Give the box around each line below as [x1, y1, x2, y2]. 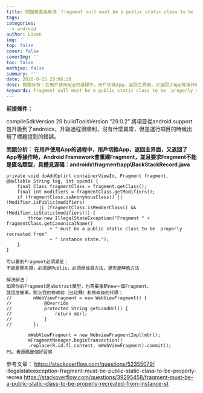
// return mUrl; [6, 311, 88, 317]
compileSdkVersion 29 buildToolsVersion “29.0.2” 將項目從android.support [6, 117, 193, 125]
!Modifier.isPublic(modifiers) [6, 199, 85, 206]
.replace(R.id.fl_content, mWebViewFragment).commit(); [28, 342, 172, 348]
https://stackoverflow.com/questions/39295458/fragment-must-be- [24, 373, 193, 381]
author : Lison [6, 31, 42, 37]
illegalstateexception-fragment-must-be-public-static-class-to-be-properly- [6, 367, 197, 374]
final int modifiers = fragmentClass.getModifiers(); [17, 189, 155, 195]
